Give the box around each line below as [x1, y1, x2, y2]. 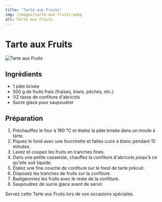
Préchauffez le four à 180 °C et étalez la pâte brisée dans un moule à [12, 127, 155, 133]
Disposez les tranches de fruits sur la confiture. [12, 170, 112, 176]
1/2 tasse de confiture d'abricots [12, 94, 80, 100]
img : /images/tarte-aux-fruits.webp [5, 12, 82, 17]
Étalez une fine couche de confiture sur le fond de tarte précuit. [12, 165, 145, 171]
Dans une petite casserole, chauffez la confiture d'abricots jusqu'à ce [12, 154, 157, 160]
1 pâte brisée [12, 83, 39, 89]
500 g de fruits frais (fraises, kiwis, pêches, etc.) [12, 89, 114, 95]
